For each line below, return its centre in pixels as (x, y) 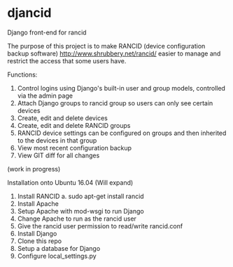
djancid (29, 13)
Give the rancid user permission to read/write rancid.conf (100, 226)
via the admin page (45, 96)
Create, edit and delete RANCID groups (74, 125)
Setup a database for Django (59, 248)
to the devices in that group (57, 140)
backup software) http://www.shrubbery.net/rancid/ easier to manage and (114, 53)
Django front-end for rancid (47, 32)
